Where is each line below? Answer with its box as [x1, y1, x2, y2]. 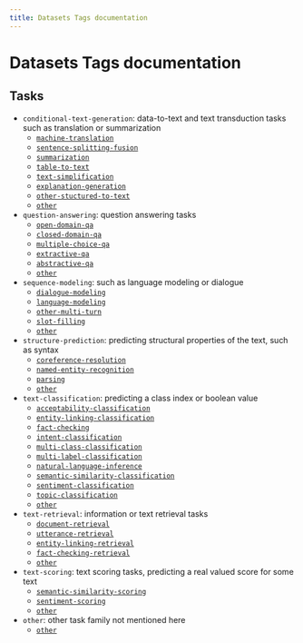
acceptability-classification [35, 403, 151, 413]
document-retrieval [35, 519, 111, 529]
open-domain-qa [35, 220, 93, 230]
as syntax [22, 344, 59, 355]
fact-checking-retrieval [35, 549, 131, 558]
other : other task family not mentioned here [22, 614, 186, 625]
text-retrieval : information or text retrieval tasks [22, 508, 209, 519]
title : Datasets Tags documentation [9, 13, 148, 23]
